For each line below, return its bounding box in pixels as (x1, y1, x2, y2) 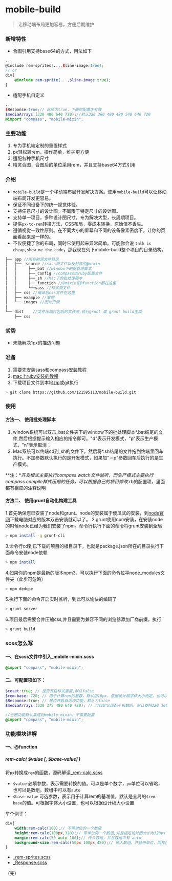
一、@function (5, 744, 37, 750)
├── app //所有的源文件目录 (5, 256, 59, 262)
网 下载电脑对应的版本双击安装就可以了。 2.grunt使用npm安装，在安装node (5, 516, 163, 522)
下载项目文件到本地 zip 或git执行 (12, 379, 79, 386)
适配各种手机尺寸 (12, 155, 49, 161)
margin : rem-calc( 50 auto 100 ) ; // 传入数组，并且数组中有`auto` (14, 835, 144, 840)
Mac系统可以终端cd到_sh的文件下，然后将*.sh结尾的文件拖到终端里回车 (12, 448, 164, 454)
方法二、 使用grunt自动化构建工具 (5, 498, 77, 504)
